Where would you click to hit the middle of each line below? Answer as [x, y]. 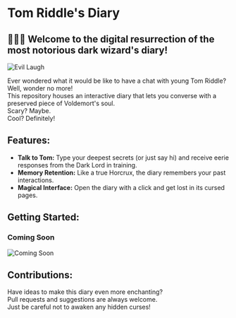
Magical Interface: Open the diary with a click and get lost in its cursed [121, 187]
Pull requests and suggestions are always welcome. [82, 300]
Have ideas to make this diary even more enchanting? [85, 292]
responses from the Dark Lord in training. [77, 165]
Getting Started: [43, 217]
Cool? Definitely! [31, 118]
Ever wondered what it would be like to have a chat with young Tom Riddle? [117, 81]
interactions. [36, 180]
